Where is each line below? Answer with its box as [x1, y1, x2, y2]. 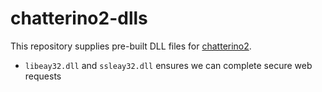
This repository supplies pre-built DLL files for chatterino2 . [10, 40, 252, 52]
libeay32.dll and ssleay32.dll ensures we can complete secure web [24, 59, 313, 71]
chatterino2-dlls [10, 7, 148, 30]
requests [24, 70, 62, 82]
